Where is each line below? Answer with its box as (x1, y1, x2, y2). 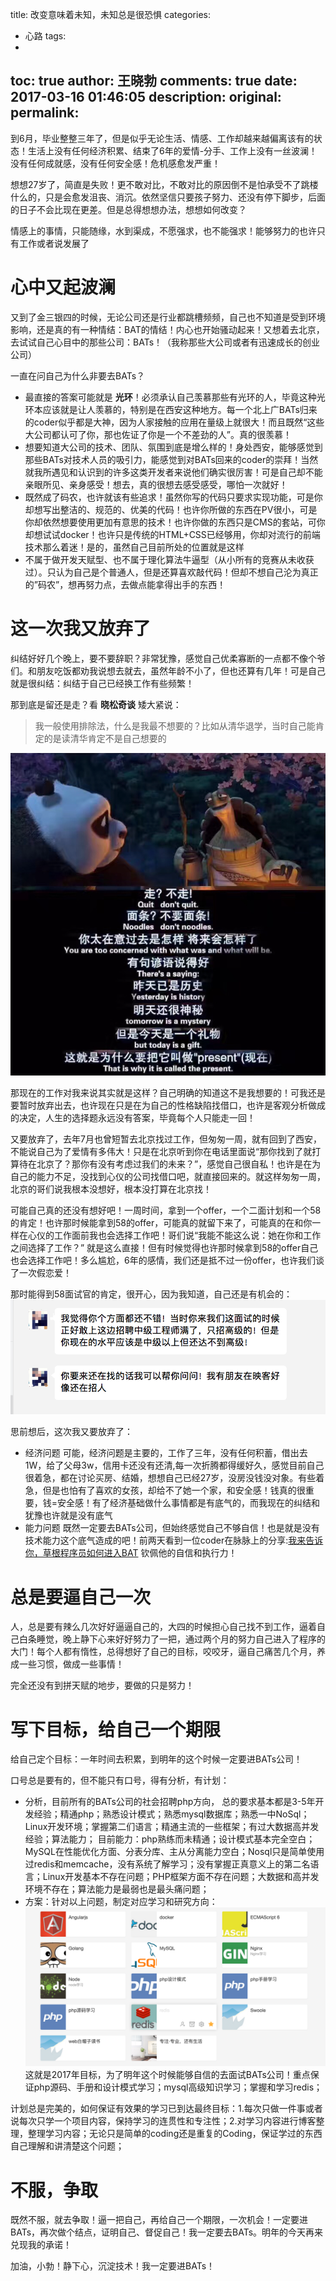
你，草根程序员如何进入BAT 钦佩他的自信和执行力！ (24, 1547, 238, 1559)
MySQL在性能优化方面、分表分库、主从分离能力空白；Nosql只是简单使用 (24, 1846, 325, 1858)
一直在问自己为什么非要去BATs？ (10, 369, 146, 382)
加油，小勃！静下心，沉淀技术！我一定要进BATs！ (10, 2260, 216, 2272)
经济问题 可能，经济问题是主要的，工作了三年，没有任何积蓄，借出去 (24, 1447, 308, 1459)
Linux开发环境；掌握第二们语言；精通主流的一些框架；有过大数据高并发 (24, 1821, 320, 1833)
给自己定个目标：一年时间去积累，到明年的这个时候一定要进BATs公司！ (10, 1753, 303, 1765)
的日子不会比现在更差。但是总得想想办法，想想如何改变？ (10, 203, 247, 215)
